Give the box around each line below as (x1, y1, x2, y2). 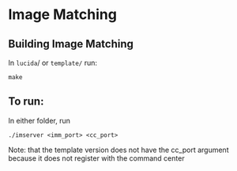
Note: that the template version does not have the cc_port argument (8, 145, 229, 154)
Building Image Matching (8, 37, 134, 51)
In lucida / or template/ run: (8, 58, 97, 67)
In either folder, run (8, 116, 71, 125)
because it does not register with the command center (8, 153, 185, 163)
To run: (8, 95, 44, 108)
